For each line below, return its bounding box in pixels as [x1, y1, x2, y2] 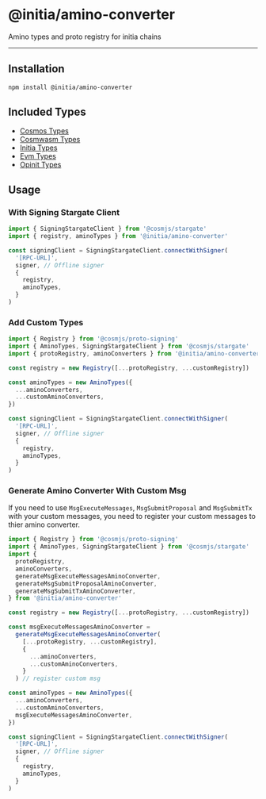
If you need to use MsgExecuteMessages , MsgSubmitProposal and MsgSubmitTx [8, 503, 253, 513]
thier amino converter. [8, 520, 81, 529]
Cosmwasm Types [19, 135, 81, 144]
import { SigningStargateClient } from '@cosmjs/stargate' [8, 225, 207, 233]
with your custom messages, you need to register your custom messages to [8, 512, 256, 521]
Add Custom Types [8, 317, 84, 328]
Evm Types [19, 152, 57, 161]
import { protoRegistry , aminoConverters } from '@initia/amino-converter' [8, 349, 264, 358]
